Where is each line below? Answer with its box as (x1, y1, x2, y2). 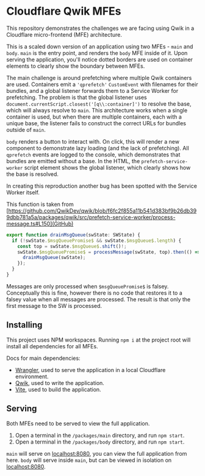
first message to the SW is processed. (6, 302, 103, 309)
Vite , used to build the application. (15, 386, 102, 393)
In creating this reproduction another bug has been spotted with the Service (6, 182, 197, 189)
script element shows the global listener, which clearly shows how (24, 164, 191, 171)
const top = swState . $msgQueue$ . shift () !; (17, 243, 127, 249)
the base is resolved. (6, 170, 59, 178)
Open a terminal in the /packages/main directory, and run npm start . (15, 431, 185, 439)
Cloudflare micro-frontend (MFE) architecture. (6, 31, 122, 38)
